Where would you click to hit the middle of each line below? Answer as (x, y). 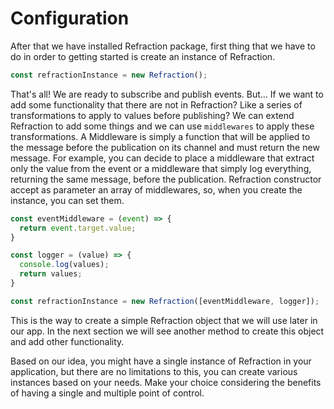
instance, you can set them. (67, 200)
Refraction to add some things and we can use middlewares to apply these (162, 126)
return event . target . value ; (78, 228)
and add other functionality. (67, 341)
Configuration (70, 18)
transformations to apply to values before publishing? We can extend (152, 115)
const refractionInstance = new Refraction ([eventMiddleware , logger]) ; (165, 301)
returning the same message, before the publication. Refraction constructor (166, 179)
